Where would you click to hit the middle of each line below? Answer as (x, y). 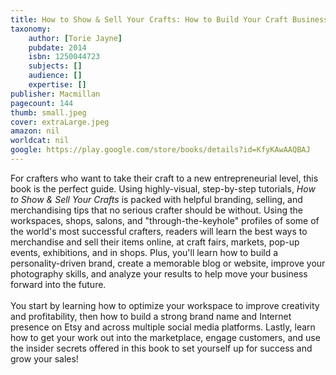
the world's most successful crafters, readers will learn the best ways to (159, 231)
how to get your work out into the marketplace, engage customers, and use (165, 337)
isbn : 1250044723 (64, 57)
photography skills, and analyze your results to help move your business (159, 273)
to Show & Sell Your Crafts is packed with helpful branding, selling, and (156, 199)
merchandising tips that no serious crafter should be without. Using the (156, 210)
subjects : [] (55, 66)
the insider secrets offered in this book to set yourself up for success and (161, 348)
